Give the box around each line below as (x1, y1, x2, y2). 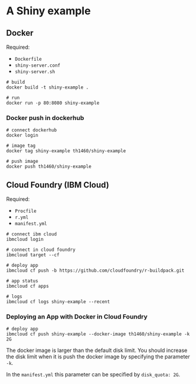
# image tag (6, 143, 36, 149)
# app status (6, 278, 39, 284)
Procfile (14, 208, 37, 215)
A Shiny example (6, 4, 91, 18)
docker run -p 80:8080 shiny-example (6, 100, 100, 106)
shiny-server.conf (14, 62, 61, 68)
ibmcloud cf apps (6, 284, 49, 289)
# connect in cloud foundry (6, 247, 76, 253)
